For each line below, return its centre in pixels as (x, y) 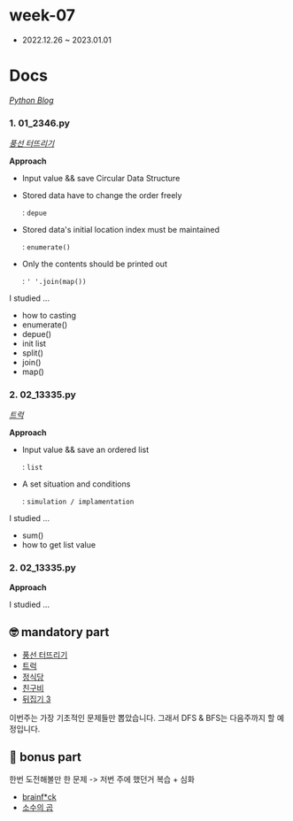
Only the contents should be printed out (95, 264)
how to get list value (58, 545)
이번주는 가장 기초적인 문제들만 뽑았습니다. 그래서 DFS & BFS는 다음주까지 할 (142, 717)
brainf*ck (39, 797)
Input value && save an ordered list (85, 450)
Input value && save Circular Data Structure (101, 179)
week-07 (42, 15)
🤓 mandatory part (59, 632)
